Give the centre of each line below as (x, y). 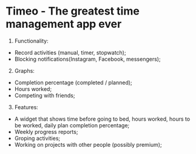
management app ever (64, 24)
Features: (26, 107)
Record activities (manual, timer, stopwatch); (70, 52)
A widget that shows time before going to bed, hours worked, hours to (102, 119)
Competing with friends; (45, 95)
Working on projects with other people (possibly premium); (88, 144)
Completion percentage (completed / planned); (73, 82)
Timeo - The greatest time (73, 11)
